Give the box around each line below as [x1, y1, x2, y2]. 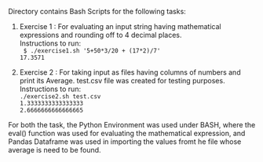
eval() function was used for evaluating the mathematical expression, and [8, 129, 246, 138]
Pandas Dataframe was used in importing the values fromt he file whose [8, 137, 242, 146]
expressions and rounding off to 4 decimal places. [19, 31, 182, 39]
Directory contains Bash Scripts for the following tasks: [8, 7, 186, 16]
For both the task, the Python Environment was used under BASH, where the [8, 120, 256, 129]
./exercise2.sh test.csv [19, 93, 101, 101]
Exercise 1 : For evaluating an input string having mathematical [19, 22, 221, 31]
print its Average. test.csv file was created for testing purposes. [19, 76, 225, 85]
